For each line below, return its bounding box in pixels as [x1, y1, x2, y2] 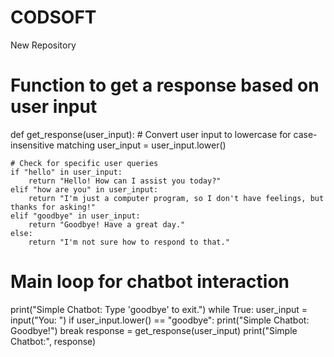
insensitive [10, 139, 55, 151]
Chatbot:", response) [10, 335, 97, 347]
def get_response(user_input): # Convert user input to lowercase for [10, 128, 292, 140]
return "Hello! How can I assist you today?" [28, 176, 222, 186]
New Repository [10, 39, 77, 51]
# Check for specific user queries [10, 158, 159, 168]
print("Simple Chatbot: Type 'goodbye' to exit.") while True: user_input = [10, 303, 308, 315]
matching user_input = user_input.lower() [56, 139, 227, 151]
